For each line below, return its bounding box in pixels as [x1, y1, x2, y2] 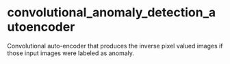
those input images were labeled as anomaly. [7, 49, 135, 57]
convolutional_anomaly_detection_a [7, 5, 216, 20]
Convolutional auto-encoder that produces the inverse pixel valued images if [7, 42, 223, 50]
